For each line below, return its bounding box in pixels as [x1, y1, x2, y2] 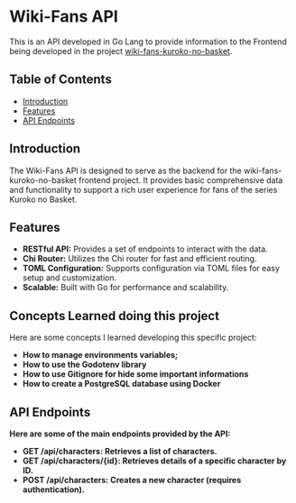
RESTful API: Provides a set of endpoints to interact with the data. [22, 243, 268, 254]
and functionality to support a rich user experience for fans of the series [9, 184, 278, 195]
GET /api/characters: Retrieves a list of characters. [22, 446, 217, 456]
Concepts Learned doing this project [9, 308, 219, 324]
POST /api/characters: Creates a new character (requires [22, 475, 242, 485]
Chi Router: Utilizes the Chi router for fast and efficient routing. [22, 253, 257, 264]
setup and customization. [22, 272, 117, 283]
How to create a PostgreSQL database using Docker [22, 379, 221, 389]
